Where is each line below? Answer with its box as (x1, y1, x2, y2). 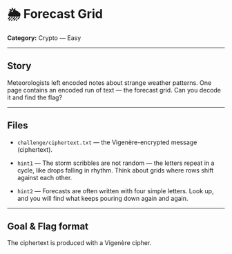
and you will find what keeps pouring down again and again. (17, 194, 188, 202)
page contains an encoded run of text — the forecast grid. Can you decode (7, 86, 222, 94)
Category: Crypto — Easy (7, 33, 81, 42)
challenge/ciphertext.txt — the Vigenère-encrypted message (17, 138, 197, 146)
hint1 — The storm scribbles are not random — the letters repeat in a (17, 159, 215, 167)
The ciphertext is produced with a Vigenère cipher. (7, 239, 152, 247)
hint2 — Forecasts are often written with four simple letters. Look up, (17, 186, 214, 195)
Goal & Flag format (7, 220, 88, 232)
